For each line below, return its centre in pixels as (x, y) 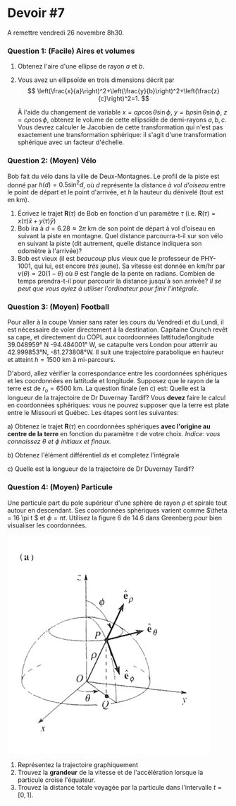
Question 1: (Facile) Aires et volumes (71, 51)
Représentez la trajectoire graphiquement (78, 764)
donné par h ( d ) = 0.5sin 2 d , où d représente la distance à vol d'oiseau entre (117, 184)
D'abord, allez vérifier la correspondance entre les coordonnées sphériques (117, 373)
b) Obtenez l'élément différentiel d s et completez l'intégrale (93, 455)
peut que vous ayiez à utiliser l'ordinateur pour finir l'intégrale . (108, 288)
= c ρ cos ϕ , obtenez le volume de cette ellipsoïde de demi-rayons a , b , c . (122, 120)
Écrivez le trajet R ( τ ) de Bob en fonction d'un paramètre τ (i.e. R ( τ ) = (117, 214)
